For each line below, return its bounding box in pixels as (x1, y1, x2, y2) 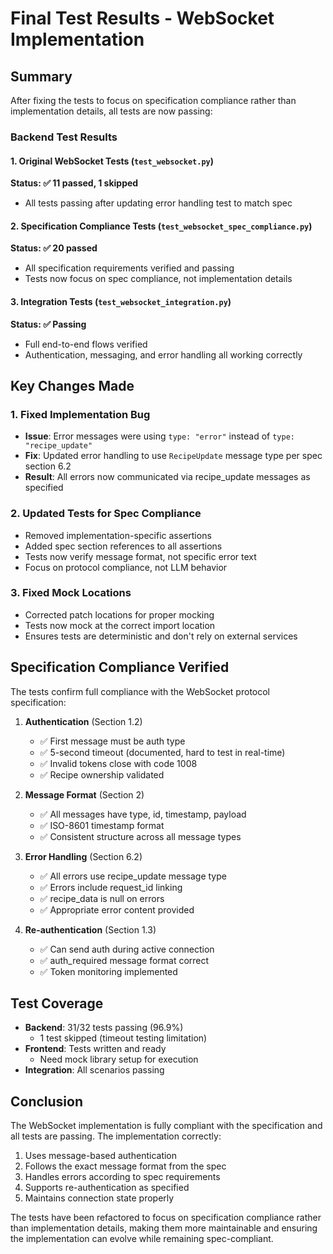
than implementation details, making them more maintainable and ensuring (10, 1222, 318, 1234)
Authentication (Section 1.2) (24, 715, 143, 727)
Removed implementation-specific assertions (24, 529, 212, 541)
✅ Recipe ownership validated (39, 768, 165, 781)
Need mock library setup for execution (39, 1053, 199, 1066)
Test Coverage (10, 995, 104, 1012)
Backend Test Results (10, 130, 118, 144)
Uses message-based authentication (24, 1150, 178, 1162)
